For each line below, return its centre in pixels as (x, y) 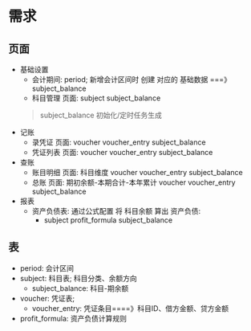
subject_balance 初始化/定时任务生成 (101, 115)
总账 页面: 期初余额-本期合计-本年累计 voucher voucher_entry (134, 182)
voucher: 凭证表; (47, 298)
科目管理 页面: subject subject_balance (96, 98)
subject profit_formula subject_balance (108, 220)
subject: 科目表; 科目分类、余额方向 (79, 278)
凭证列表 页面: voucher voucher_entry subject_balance (122, 152)
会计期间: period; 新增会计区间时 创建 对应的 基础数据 (120, 80)
